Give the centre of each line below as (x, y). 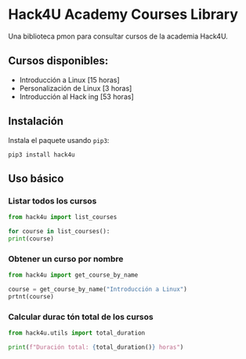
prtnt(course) (31, 296)
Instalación (36, 121)
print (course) (31, 239)
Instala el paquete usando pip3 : (59, 140)
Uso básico (36, 178)
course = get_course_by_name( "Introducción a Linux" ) (98, 289)
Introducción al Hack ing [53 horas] (77, 97)
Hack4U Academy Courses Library (123, 15)
